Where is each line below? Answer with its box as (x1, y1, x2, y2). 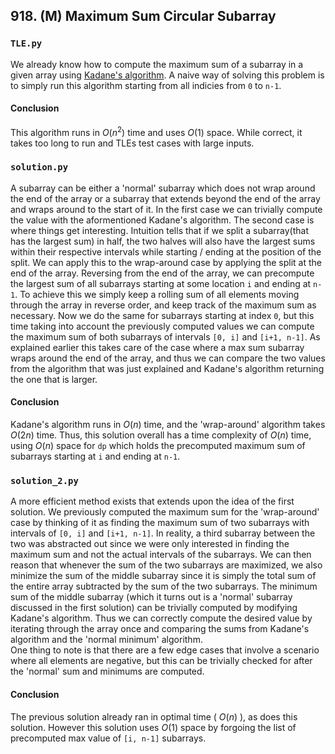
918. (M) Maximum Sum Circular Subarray (10, 8, 277, 25)
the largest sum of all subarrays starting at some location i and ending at (10, 277, 312, 289)
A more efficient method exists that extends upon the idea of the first (10, 495, 295, 508)
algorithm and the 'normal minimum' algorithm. (10, 634, 203, 646)
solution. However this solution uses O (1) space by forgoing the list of (10, 721, 297, 733)
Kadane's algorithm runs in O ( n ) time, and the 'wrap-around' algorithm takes (10, 419, 326, 431)
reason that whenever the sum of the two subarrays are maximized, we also (10, 559, 323, 571)
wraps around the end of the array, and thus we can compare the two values (10, 352, 326, 364)
